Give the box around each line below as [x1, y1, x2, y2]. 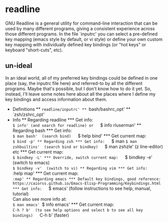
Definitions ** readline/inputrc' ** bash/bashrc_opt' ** [12, 106, 131, 112]
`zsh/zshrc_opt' [12, 111, 45, 117]
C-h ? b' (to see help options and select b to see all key [12, 207, 143, 212]
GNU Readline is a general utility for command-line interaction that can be [5, 20, 158, 26]
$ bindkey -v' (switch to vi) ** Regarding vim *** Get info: [12, 166, 148, 171]
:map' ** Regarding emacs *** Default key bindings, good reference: [12, 176, 161, 182]
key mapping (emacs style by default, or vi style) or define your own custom [5, 36, 163, 42]
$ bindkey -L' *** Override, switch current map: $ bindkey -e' [12, 154, 153, 160]
